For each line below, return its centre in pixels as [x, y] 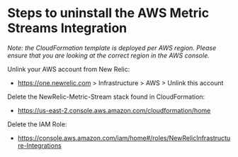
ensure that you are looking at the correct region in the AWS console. [109, 55]
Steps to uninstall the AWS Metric [108, 13]
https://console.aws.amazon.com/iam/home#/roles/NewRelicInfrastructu [124, 138]
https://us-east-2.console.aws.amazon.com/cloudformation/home [114, 110]
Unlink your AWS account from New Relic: [69, 69]
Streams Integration [67, 28]
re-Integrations [39, 145]
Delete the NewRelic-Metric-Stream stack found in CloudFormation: [106, 97]
